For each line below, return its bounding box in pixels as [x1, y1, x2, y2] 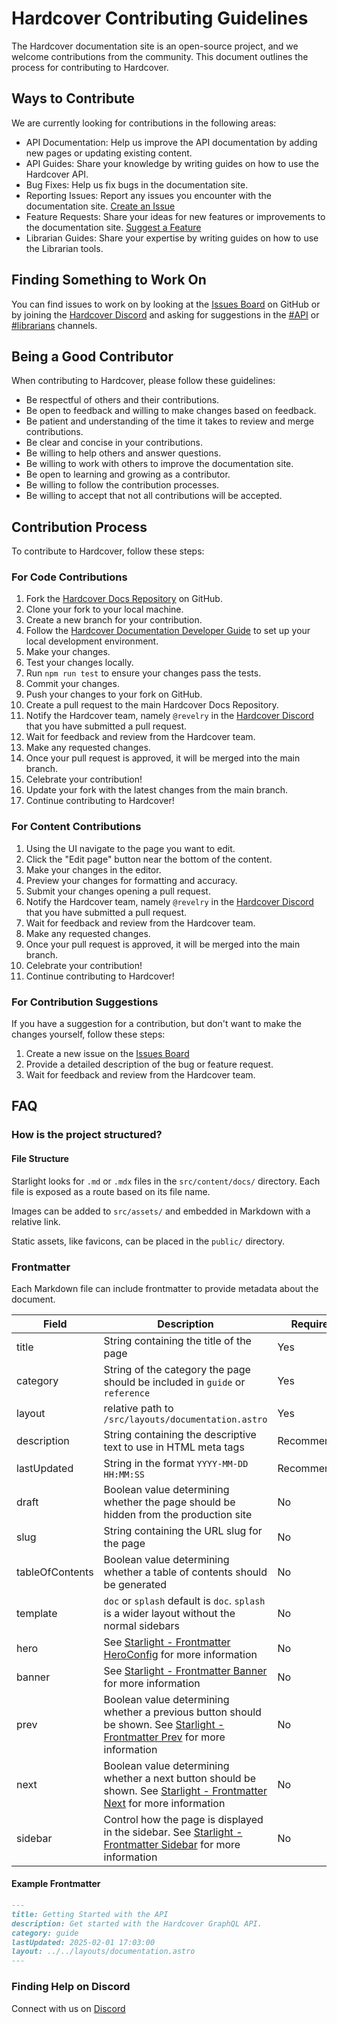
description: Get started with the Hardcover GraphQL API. [11, 1918, 263, 1929]
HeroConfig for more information [103, 1647, 258, 1661]
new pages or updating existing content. [25, 147, 193, 159]
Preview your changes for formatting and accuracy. [25, 874, 238, 886]
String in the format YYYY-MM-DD [103, 1456, 249, 1470]
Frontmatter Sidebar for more [103, 1837, 241, 1851]
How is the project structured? [11, 1128, 163, 1142]
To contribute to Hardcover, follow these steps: [11, 545, 205, 557]
